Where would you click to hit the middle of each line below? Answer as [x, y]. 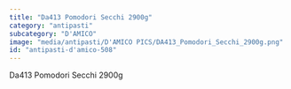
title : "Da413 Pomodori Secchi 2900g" [81, 17]
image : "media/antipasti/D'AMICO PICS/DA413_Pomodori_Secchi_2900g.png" [146, 42]
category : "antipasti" [51, 26]
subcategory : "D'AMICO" [53, 33]
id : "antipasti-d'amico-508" [63, 50]
